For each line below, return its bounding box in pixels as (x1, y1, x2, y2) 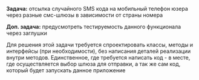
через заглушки (6, 29, 47, 37)
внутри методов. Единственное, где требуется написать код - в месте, (6, 54, 191, 61)
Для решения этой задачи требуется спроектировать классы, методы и (6, 42, 194, 48)
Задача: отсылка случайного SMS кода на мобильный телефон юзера (6, 5, 189, 12)
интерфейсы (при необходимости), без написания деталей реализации (6, 48, 191, 55)
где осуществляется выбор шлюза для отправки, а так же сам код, (6, 60, 181, 67)
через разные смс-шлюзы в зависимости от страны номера (6, 11, 163, 19)
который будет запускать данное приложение (6, 67, 126, 74)
